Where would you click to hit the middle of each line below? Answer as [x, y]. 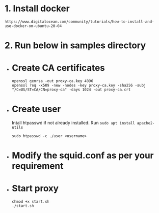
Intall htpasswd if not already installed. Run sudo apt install [73, 123]
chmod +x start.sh [30, 202]
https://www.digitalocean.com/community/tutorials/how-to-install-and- [79, 22]
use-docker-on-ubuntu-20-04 [33, 26]
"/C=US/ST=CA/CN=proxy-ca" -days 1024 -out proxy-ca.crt [71, 90]
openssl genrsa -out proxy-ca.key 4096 [53, 81]
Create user [36, 109]
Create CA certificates [58, 68]
